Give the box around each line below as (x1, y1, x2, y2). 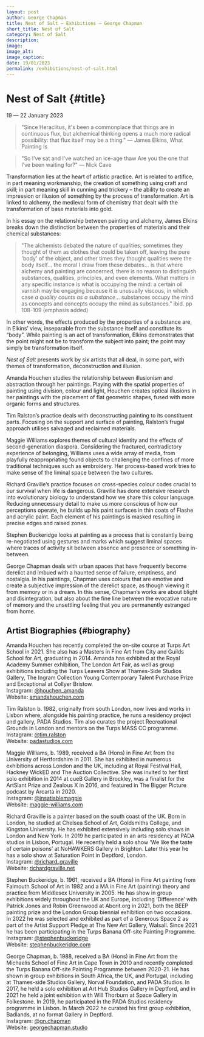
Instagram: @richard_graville (6, 858, 78, 865)
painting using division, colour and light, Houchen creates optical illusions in (6, 387, 196, 394)
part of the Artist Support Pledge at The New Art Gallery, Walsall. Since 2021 (6, 921, 197, 929)
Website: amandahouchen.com (6, 693, 84, 700)
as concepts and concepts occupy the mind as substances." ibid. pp (21, 300, 192, 307)
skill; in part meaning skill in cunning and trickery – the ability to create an (6, 186, 190, 194)
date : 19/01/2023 (6, 60, 50, 66)
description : (6, 37, 39, 43)
